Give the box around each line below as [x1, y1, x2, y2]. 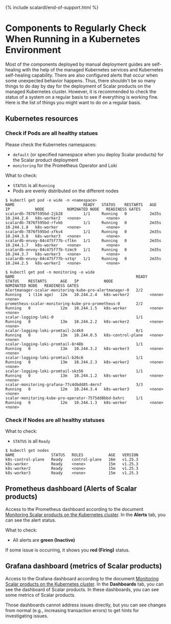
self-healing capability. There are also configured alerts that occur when [5, 72, 158, 78]
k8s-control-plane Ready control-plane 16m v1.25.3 [5, 457, 139, 462]
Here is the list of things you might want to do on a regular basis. [5, 99, 142, 105]
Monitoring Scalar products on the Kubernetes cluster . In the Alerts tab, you [5, 511, 166, 518]
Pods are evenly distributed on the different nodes [12, 188, 119, 194]
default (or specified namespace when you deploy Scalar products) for [12, 151, 164, 157]
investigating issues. [5, 613, 49, 619]
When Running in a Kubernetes [5, 33, 140, 45]
